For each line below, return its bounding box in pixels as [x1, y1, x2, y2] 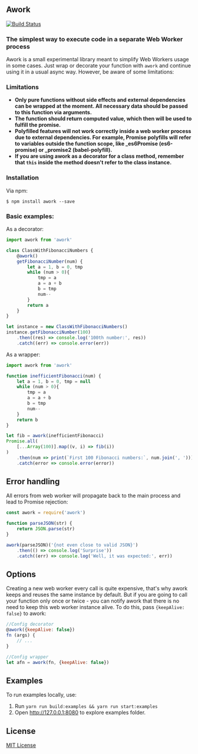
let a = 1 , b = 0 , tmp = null [16, 378, 91, 385]
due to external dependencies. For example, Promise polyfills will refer [14, 134, 192, 141]
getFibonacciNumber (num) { [16, 259, 83, 264]
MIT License [6, 742, 37, 749]
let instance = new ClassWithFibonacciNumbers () [6, 324, 128, 330]
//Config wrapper [6, 654, 49, 660]
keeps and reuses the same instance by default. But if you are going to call [6, 591, 187, 598]
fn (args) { [6, 633, 35, 639]
